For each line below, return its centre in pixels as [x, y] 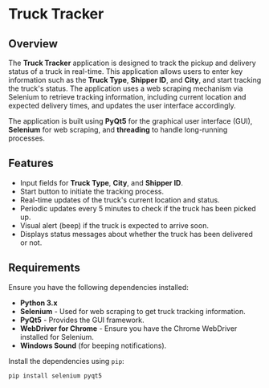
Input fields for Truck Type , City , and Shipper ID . [101, 182]
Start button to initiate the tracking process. [92, 191]
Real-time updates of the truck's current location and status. [120, 200]
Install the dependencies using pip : [66, 361]
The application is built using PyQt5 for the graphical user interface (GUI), [130, 121]
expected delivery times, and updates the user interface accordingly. [122, 106]
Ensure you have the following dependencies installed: [98, 287]
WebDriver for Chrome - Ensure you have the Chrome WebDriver [128, 328]
